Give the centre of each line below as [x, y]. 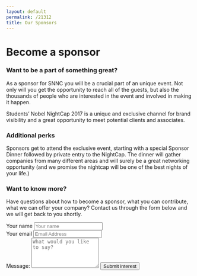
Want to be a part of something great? [62, 70]
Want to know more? [36, 189]
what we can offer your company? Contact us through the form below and [97, 208]
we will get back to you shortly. [44, 214]
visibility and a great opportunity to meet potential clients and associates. [96, 120]
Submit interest [120, 266]
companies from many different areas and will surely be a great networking [98, 161]
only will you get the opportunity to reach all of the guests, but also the [93, 89]
